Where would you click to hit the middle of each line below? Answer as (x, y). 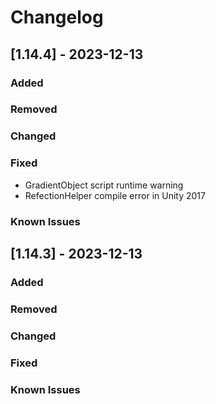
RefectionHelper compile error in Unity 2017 (115, 195)
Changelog (57, 17)
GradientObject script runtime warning (104, 185)
